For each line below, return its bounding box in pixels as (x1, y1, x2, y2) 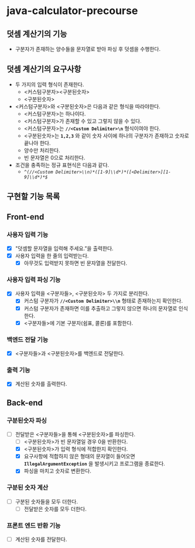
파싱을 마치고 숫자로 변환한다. (23, 467, 91, 475)
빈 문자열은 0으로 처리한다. (23, 154, 85, 161)
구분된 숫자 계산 (6, 484, 49, 492)
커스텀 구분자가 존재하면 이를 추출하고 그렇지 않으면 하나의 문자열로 (23, 304, 177, 311)
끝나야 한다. (23, 139, 51, 146)
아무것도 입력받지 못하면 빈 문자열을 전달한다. (23, 259, 128, 267)
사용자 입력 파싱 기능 (6, 276, 61, 283)
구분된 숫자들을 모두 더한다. (15, 498, 78, 505)
